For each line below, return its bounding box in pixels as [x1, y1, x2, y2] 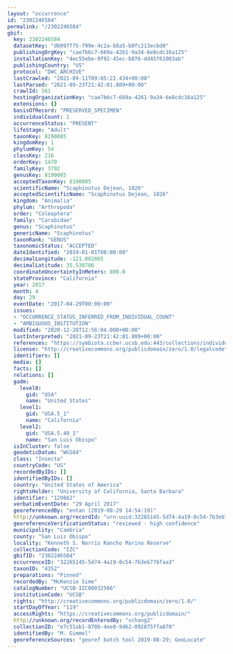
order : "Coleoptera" [13, 210, 73, 217]
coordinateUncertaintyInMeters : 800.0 [13, 268, 126, 275]
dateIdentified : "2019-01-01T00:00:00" [13, 249, 129, 256]
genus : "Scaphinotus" [13, 223, 76, 230]
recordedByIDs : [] [13, 469, 67, 476]
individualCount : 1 [13, 113, 70, 120]
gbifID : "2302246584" [13, 553, 76, 560]
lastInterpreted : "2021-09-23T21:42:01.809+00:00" [13, 333, 163, 340]
